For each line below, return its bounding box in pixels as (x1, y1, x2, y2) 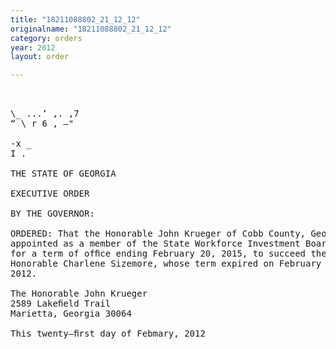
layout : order (10, 52, 70, 62)
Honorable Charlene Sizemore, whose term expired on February (10, 258, 322, 270)
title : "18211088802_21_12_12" (10, 14, 141, 25)
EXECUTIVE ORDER (10, 188, 90, 200)
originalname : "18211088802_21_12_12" (10, 24, 172, 34)
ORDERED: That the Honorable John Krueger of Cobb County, (10, 228, 307, 240)
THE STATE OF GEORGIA (10, 168, 117, 180)
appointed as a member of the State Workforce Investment (10, 238, 301, 250)
